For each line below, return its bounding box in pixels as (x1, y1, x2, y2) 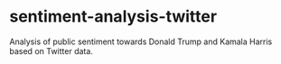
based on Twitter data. (9, 45, 93, 56)
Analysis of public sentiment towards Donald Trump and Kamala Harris (9, 36, 273, 47)
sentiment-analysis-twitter (9, 6, 218, 27)
